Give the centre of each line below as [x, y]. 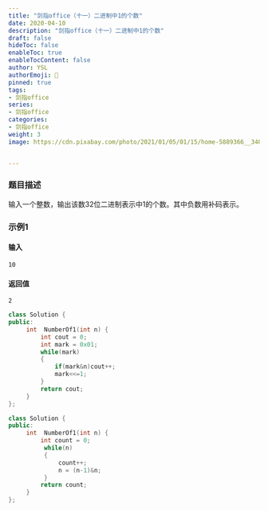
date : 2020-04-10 [37, 23]
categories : [28, 120]
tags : [17, 90]
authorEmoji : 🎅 [33, 75]
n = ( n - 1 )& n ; [80, 470]
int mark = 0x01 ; [69, 344]
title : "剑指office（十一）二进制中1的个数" [76, 16]
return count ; [64, 485]
